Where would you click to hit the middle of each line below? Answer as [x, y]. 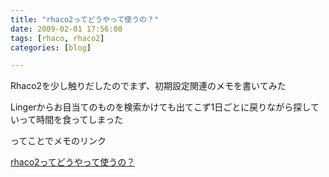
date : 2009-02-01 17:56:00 [66, 29]
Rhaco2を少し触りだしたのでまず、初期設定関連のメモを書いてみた [148, 86]
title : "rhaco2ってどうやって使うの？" [85, 19]
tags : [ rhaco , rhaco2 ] [57, 38]
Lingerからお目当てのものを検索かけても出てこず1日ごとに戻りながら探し [160, 107]
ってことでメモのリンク [58, 141]
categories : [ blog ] [51, 47]
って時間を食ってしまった [71, 120]
